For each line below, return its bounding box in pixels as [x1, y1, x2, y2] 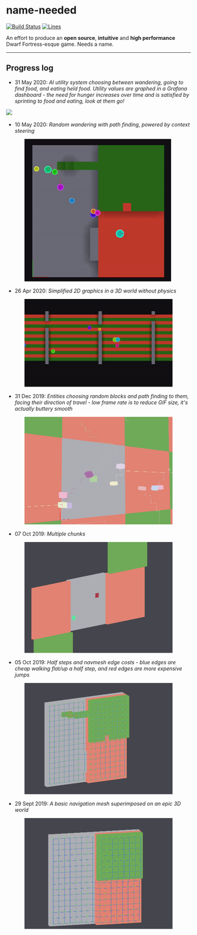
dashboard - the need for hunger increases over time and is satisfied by [14, 91, 189, 98]
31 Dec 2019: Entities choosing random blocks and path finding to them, [14, 393, 189, 400]
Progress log [6, 63, 54, 73]
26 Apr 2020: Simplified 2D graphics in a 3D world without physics [14, 287, 177, 294]
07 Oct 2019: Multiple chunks [14, 530, 86, 537]
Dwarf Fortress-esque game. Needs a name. [6, 41, 114, 48]
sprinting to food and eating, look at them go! [14, 97, 125, 105]
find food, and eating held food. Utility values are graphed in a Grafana [14, 85, 188, 92]
